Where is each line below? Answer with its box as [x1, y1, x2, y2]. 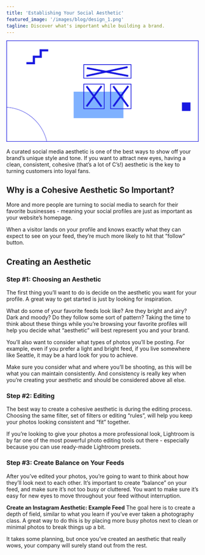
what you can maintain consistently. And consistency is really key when [6, 370, 186, 377]
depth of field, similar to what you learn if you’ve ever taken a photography [6, 510, 194, 518]
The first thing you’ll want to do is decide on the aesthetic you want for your [6, 289, 197, 296]
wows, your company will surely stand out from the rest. [6, 542, 148, 549]
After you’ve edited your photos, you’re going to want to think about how [6, 472, 189, 480]
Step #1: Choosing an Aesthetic [6, 275, 102, 284]
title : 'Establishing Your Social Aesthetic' [6, 10, 124, 16]
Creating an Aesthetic [6, 257, 92, 267]
